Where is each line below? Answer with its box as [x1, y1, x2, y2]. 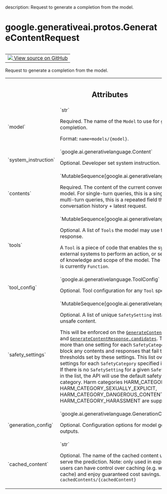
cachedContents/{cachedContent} [60, 477, 137, 483]
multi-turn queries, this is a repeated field [60, 196, 158, 203]
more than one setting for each [60, 341, 132, 348]
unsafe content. [60, 318, 97, 325]
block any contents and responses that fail [60, 348, 159, 355]
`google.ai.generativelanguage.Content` [60, 148, 153, 155]
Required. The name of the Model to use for [60, 118, 160, 125]
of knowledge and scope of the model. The [60, 256, 161, 263]
